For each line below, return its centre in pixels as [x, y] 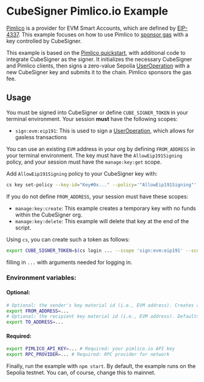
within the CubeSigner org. [49, 215]
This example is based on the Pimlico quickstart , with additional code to [96, 52]
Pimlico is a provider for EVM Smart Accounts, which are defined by [91, 28]
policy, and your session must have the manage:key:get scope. [84, 162]
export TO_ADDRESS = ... [35, 322]
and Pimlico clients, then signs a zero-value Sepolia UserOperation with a [98, 66]
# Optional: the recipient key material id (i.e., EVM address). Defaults [103, 317]
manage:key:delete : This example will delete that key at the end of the [102, 221]
